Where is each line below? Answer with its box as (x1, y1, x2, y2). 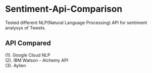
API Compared (5, 39, 51, 48)
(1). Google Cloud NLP (5, 52, 51, 58)
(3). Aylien (5, 62, 26, 68)
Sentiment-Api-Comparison (5, 3, 123, 15)
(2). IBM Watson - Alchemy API (5, 57, 68, 63)
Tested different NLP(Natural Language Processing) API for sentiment (5, 20, 148, 25)
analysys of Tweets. (5, 24, 46, 30)
